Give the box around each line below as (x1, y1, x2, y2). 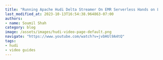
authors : (5, 16, 23, 21)
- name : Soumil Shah (5, 20, 47, 26)
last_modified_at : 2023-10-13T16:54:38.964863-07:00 (5, 12, 114, 16)
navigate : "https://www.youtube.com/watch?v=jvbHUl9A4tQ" (5, 34, 125, 39)
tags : (5, 39, 16, 44)
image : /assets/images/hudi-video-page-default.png (5, 30, 112, 34)
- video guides (5, 47, 36, 52)
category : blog (5, 25, 36, 30)
